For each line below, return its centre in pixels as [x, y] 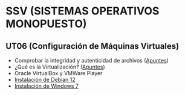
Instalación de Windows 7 [47, 86]
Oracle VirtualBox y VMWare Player [58, 73]
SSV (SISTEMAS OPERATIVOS [83, 11]
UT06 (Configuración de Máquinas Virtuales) [92, 46]
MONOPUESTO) [46, 24]
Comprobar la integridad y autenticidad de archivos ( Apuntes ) [91, 60]
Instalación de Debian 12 [45, 80]
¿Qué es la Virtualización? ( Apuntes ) [60, 67]
